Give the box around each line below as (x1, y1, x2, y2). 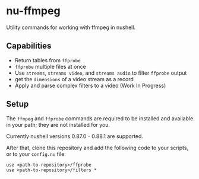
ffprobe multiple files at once (14, 63, 86, 70)
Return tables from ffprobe (14, 56, 81, 63)
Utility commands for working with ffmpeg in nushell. (6, 24, 135, 31)
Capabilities (6, 41, 52, 51)
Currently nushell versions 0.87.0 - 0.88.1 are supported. (6, 132, 144, 140)
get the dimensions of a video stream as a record (14, 75, 134, 82)
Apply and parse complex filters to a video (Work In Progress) (14, 82, 166, 89)
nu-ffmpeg (6, 4, 61, 18)
